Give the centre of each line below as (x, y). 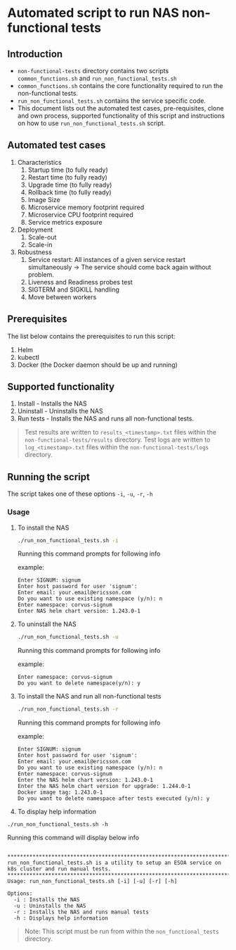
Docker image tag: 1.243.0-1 (60, 793)
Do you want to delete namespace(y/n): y (79, 683)
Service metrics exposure (65, 222)
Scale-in (40, 244)
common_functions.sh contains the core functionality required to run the (120, 86)
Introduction (35, 54)
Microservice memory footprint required (86, 207)
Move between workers (62, 296)
